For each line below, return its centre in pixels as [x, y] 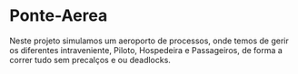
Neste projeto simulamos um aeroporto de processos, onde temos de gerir [149, 41]
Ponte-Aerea [59, 16]
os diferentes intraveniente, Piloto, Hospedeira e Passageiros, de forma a [146, 50]
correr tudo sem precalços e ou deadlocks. [90, 60]
